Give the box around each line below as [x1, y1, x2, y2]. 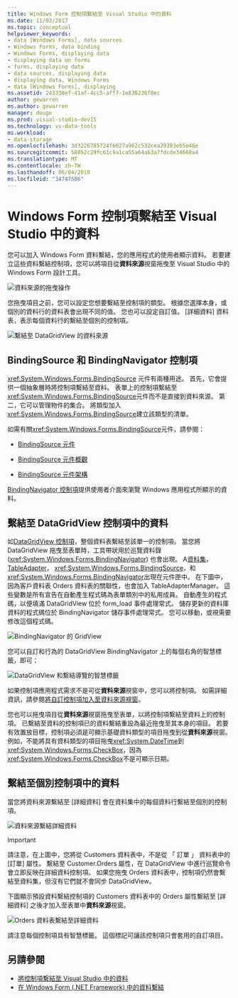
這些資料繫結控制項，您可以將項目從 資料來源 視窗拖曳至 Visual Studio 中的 [13, 260, 229, 268]
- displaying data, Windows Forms [7, 76, 110, 84]
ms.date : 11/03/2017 [7, 17, 69, 24]
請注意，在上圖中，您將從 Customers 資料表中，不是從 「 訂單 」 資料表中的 [7, 850, 231, 859]
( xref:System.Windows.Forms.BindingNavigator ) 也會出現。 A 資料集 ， [7, 555, 212, 564]
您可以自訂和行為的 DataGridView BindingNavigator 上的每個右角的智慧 [7, 647, 216, 656]
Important [7, 835, 36, 844]
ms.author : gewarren [7, 103, 69, 110]
